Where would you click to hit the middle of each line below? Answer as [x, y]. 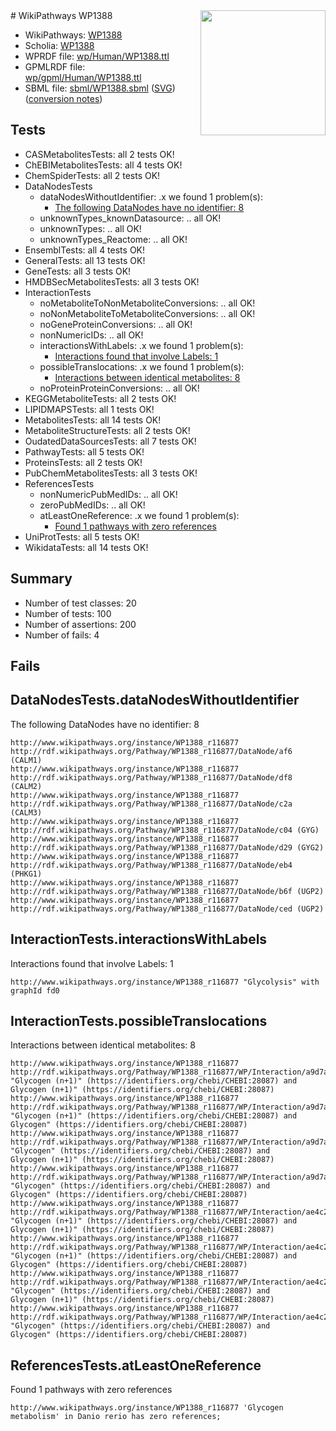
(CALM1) [26, 760]
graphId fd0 [35, 990]
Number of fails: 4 [62, 635]
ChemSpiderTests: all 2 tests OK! [92, 175]
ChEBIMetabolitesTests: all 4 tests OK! [103, 165]
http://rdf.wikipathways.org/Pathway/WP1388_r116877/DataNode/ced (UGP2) [167, 909]
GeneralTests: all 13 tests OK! [85, 260]
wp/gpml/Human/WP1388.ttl [83, 77]
